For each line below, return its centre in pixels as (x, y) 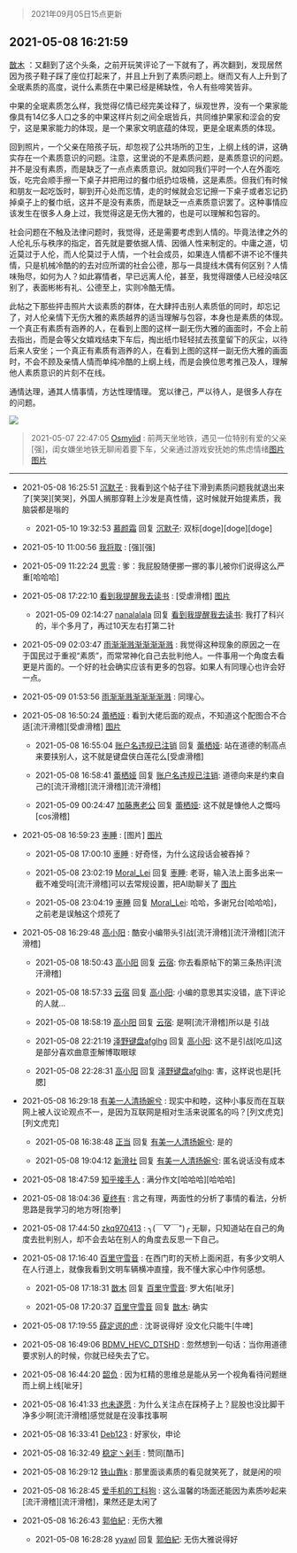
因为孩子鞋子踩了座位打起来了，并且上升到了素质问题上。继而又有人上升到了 (148, 75)
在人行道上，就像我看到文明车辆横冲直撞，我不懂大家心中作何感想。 (146, 1269)
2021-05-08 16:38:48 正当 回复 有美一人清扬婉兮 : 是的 (133, 1141)
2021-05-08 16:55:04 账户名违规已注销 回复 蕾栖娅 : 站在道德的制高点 (161, 745)
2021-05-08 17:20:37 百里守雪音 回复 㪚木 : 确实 (122, 1307)
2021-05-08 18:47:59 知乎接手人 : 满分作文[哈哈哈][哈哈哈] (129, 1179)
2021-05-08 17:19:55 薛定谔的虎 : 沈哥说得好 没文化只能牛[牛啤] (137, 1325)
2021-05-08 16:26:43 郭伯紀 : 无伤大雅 (92, 1520)
